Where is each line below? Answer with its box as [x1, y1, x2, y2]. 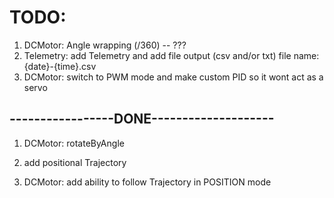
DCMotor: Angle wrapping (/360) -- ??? [23, 39, 187, 51]
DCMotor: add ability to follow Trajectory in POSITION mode [23, 176, 272, 188]
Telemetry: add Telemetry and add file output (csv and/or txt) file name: [23, 49, 320, 61]
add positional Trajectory [23, 156, 127, 168]
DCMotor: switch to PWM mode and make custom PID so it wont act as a [23, 71, 324, 83]
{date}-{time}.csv [23, 60, 97, 72]
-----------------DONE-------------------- [9, 111, 275, 128]
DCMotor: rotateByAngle [23, 137, 125, 149]
